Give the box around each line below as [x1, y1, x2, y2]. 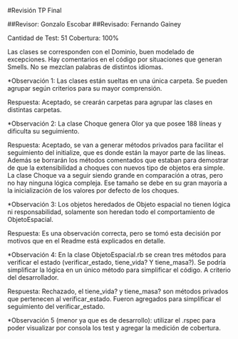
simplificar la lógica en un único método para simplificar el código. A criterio [7, 265, 232, 274]
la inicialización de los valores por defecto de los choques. [7, 186, 180, 195]
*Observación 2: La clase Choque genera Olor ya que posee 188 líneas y [7, 119, 222, 128]
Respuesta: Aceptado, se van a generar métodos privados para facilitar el [7, 141, 224, 149]
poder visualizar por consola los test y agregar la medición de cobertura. [7, 324, 221, 332]
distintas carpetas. [7, 106, 62, 113]
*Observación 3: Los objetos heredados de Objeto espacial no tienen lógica [7, 200, 231, 208]
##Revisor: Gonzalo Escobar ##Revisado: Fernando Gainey [7, 20, 182, 28]
